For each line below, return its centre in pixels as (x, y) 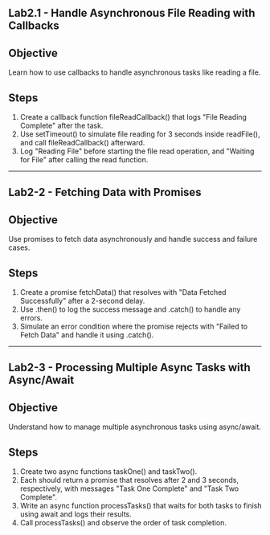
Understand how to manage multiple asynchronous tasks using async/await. (135, 427)
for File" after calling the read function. (84, 160)
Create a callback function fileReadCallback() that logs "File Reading (133, 117)
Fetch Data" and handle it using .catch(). (87, 335)
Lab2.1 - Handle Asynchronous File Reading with (132, 13)
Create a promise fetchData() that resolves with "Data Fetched (123, 292)
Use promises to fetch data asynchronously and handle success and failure (133, 239)
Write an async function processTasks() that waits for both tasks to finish (141, 506)
